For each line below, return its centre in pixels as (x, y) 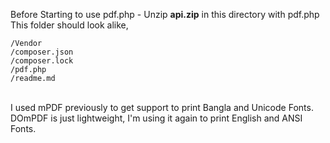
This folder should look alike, (69, 25)
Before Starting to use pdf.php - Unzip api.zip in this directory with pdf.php (165, 14)
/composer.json (42, 52)
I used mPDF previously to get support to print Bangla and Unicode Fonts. (162, 107)
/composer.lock (42, 61)
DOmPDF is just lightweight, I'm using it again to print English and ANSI (156, 118)
